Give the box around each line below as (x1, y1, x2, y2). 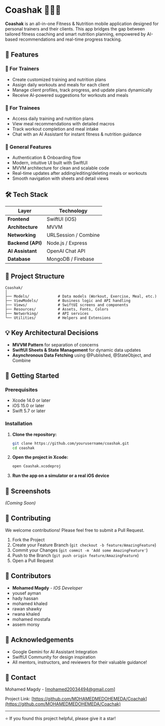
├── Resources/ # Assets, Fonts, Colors (5, 307, 109, 311)
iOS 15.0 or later (12, 403, 45, 409)
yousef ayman (12, 590, 41, 596)
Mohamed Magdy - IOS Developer (12, 585, 82, 591)
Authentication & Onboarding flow (12, 155, 81, 161)
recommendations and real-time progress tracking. (19, 36, 122, 42)
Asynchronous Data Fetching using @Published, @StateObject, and (12, 352, 151, 358)
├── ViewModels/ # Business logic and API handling (5, 298, 131, 303)
